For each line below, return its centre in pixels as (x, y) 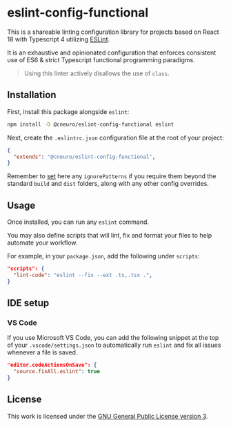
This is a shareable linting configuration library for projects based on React (113, 32)
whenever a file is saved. (42, 352)
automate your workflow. (42, 243)
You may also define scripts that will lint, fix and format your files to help (110, 236)
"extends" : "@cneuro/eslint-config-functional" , (84, 157)
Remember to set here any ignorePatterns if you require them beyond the (112, 176)
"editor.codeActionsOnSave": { (52, 365)
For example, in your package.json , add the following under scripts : (103, 256)
